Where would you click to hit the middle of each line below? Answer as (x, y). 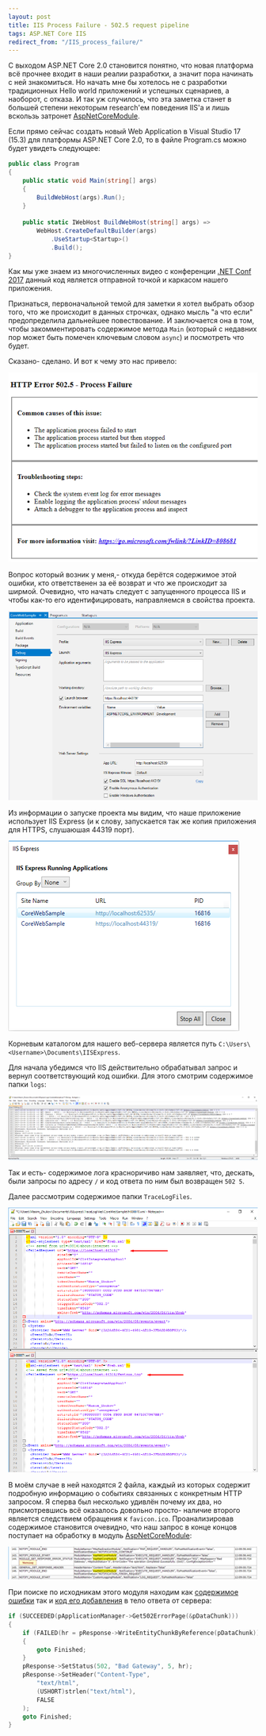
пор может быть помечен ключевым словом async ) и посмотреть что (126, 337)
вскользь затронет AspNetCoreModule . (74, 116)
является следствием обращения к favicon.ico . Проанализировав (121, 1519)
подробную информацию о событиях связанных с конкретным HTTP (125, 1494)
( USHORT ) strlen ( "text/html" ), (86, 1692)
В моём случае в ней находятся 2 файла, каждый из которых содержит (129, 1485)
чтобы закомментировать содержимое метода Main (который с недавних (133, 329)
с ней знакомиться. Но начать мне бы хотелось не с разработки (118, 83)
